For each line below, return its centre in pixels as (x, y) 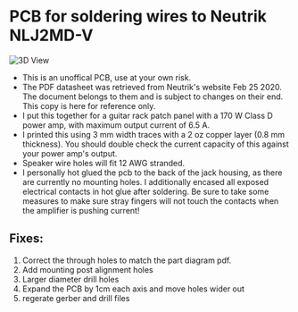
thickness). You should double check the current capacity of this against (156, 144)
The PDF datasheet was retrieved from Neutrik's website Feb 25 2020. (152, 87)
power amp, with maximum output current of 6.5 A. (116, 125)
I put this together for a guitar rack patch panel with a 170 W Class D (148, 115)
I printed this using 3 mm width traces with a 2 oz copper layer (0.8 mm (153, 134)
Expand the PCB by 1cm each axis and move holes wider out (133, 289)
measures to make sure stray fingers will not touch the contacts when (150, 201)
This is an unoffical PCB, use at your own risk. (107, 77)
